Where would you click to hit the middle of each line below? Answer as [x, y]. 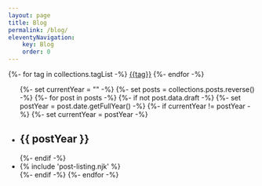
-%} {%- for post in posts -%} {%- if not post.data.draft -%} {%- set [130, 98]
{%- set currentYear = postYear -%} [89, 114]
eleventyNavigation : [42, 37]
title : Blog [27, 23]
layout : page [29, 15]
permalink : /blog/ [38, 30]
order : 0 [36, 52]
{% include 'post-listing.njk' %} [70, 166]
